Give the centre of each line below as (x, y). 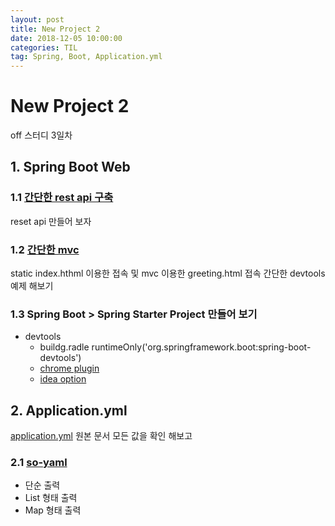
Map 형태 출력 (53, 510)
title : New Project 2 (55, 29)
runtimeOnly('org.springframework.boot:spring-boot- (201, 347)
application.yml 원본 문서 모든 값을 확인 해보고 (101, 436)
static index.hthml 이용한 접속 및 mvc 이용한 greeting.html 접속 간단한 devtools (168, 273)
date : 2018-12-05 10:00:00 (66, 38)
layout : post (37, 19)
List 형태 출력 (51, 498)
